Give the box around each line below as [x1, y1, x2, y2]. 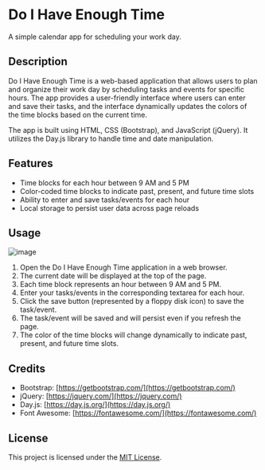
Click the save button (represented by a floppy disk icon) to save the [19, 297, 244, 306]
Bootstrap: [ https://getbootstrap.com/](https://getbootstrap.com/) [19, 383, 236, 393]
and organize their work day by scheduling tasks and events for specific [8, 84, 245, 94]
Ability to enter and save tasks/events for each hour [19, 195, 189, 204]
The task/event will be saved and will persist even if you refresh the [19, 313, 241, 323]
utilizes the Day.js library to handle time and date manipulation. [8, 134, 214, 143]
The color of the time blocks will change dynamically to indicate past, [19, 330, 247, 340]
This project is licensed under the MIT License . [8, 453, 162, 462]
